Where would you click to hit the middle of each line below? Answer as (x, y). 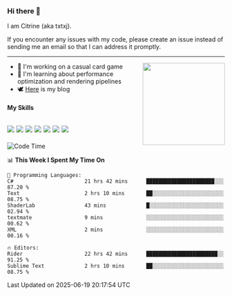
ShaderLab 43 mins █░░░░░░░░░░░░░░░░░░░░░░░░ (116, 205)
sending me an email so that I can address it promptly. (84, 47)
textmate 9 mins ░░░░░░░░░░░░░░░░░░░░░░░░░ (116, 217)
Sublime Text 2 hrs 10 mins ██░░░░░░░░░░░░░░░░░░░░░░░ (116, 266)
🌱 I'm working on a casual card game (70, 67)
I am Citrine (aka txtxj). (39, 26)
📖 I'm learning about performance (65, 74)
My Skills (21, 107)
